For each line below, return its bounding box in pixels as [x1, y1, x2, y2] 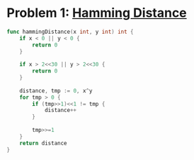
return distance [19, 140, 68, 147]
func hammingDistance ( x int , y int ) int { [6, 28, 134, 35]
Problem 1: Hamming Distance [6, 5, 187, 21]
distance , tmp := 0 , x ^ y [19, 87, 93, 94]
